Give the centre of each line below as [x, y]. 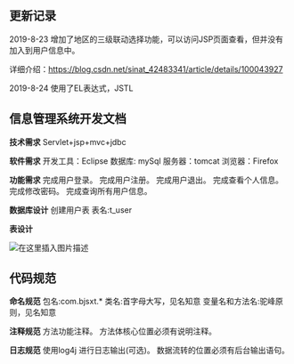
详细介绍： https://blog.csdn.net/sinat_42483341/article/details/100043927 [146, 69]
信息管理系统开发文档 [68, 119]
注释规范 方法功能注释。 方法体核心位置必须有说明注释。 [113, 331]
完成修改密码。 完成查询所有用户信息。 [81, 190]
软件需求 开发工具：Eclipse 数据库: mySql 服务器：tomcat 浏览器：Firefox [144, 161]
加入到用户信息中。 [45, 50]
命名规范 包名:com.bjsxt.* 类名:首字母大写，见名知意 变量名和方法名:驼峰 [143, 302]
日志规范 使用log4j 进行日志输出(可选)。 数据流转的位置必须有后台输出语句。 [149, 351]
